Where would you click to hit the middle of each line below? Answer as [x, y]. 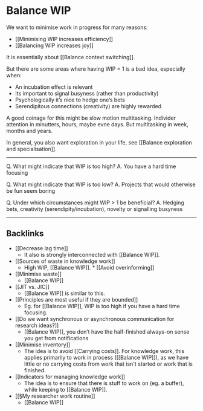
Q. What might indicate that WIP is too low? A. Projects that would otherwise [101, 184]
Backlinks [25, 234]
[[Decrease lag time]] [41, 248]
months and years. [30, 131]
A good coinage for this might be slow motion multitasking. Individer [91, 118]
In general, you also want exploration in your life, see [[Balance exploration [99, 142]
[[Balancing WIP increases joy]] [54, 45]
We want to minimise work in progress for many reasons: [77, 27]
